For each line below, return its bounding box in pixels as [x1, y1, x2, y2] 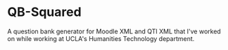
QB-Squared [7, 4, 82, 20]
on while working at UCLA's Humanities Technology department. [7, 34, 195, 42]
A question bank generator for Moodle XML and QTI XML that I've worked [7, 27, 222, 35]
